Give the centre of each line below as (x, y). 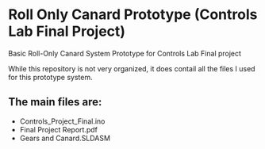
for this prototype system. (50, 77)
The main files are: (55, 102)
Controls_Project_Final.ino (62, 121)
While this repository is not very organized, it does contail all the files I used (132, 68)
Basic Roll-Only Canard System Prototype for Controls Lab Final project (125, 53)
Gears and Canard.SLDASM (65, 138)
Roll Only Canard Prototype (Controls (133, 15)
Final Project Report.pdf (58, 129)
